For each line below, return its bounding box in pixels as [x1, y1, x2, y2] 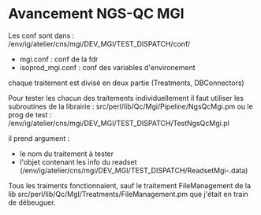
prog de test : [8, 109, 52, 119]
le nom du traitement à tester [19, 149, 114, 158]
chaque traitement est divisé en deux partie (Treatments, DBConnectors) [8, 78, 244, 87]
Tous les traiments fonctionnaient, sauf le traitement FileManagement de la [8, 180, 251, 190]
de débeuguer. [8, 198, 56, 207]
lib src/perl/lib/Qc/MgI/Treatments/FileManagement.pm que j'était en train [8, 189, 248, 198]
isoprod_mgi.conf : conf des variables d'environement [19, 62, 196, 72]
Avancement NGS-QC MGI [8, 5, 185, 23]
